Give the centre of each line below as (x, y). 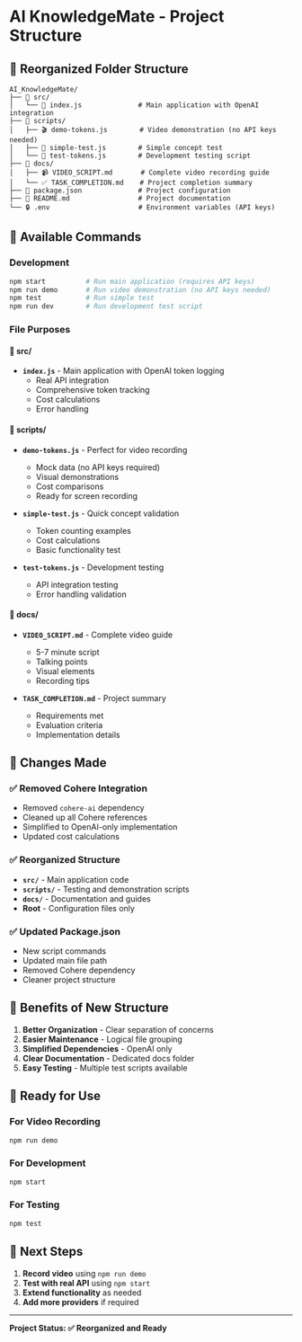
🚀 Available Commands (75, 237)
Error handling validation (81, 594)
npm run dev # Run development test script (106, 307)
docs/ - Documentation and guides (86, 898)
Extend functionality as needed (82, 1293)
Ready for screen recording (86, 495)
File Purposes (40, 330)
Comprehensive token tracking (93, 390)
